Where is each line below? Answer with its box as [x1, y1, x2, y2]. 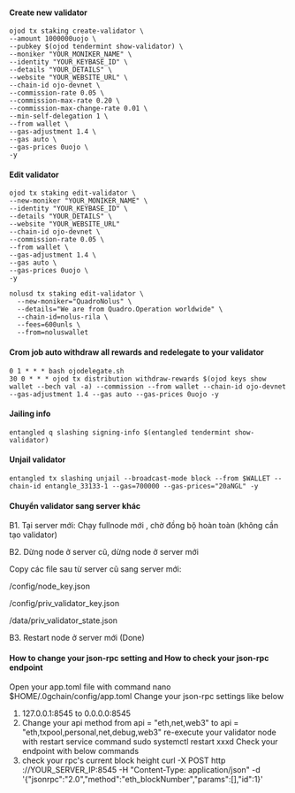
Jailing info [9, 408, 51, 420]
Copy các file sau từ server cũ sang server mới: [9, 564, 182, 574]
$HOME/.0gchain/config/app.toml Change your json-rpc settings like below [9, 691, 284, 702]
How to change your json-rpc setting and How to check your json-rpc [9, 652, 269, 663]
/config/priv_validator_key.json [9, 598, 120, 609]
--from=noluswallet [17, 328, 89, 337]
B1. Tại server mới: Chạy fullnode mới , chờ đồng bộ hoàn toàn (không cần [9, 520, 279, 531]
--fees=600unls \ [17, 320, 81, 329]
